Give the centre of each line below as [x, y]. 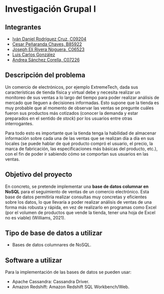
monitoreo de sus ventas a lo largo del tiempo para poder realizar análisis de [82, 97]
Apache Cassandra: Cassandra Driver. [51, 282]
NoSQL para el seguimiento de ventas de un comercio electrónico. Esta [77, 191]
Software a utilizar [34, 260]
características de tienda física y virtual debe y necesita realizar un [73, 92]
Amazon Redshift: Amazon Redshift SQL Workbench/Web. [71, 287]
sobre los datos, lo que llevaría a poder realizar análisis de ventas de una [78, 202]
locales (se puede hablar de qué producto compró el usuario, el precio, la [79, 143]
